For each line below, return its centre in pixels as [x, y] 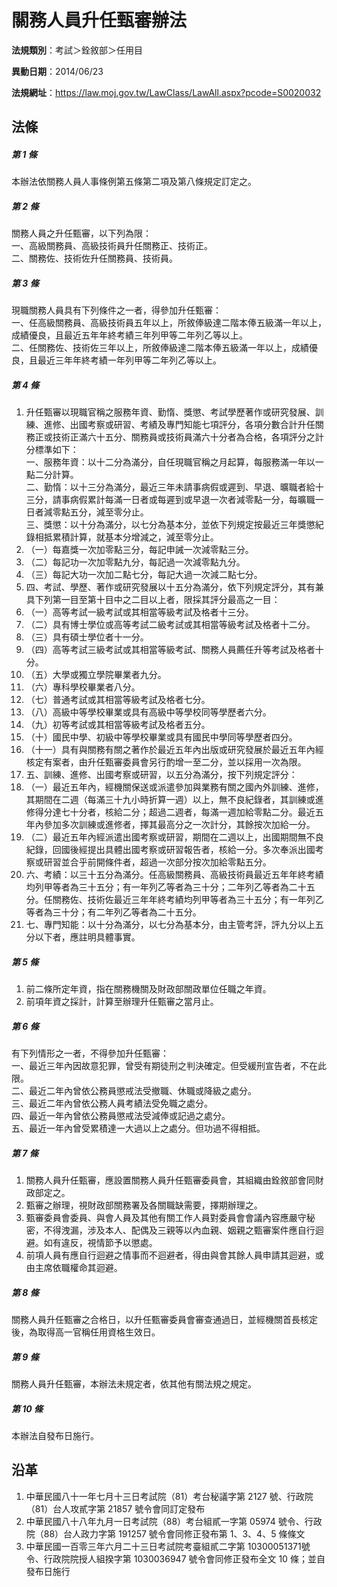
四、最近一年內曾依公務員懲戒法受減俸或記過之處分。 [121, 1116]
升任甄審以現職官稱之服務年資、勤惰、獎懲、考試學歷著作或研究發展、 [170, 412]
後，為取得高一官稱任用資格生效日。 [86, 1332]
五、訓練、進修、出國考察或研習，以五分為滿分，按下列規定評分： [161, 775]
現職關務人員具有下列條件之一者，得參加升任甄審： [116, 310]
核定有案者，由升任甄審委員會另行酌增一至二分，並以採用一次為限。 [166, 762]
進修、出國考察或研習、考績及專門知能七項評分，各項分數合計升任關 [183, 425]
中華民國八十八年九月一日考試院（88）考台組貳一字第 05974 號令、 [165, 1521]
